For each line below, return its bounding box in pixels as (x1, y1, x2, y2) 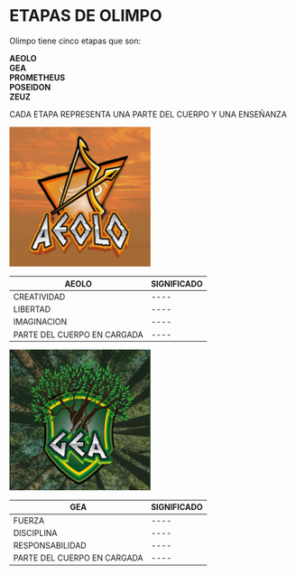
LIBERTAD (13, 304, 51, 315)
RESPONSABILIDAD (13, 540, 88, 551)
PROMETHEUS (9, 71, 66, 82)
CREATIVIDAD (13, 291, 66, 302)
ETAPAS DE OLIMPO (9, 5, 162, 26)
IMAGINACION (13, 316, 68, 327)
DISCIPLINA (13, 527, 58, 538)
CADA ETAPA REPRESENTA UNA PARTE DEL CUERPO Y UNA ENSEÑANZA (9, 108, 287, 119)
